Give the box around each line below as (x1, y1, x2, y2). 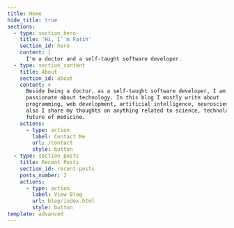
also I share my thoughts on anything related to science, (25, 107, 201, 114)
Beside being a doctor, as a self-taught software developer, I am (25, 88, 226, 95)
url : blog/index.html (32, 197, 95, 205)
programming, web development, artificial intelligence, (25, 101, 195, 108)
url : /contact (32, 140, 73, 147)
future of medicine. (25, 113, 86, 120)
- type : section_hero (13, 29, 77, 37)
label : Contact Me (32, 133, 86, 140)
